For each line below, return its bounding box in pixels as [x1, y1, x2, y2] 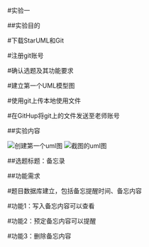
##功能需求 [7, 172, 40, 180]
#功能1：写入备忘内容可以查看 [7, 202, 95, 210]
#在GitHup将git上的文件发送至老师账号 [7, 112, 121, 120]
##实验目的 [7, 21, 40, 30]
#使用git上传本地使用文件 [7, 96, 82, 105]
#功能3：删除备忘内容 [7, 232, 72, 240]
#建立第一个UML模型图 [7, 81, 75, 90]
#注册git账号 [7, 52, 44, 59]
